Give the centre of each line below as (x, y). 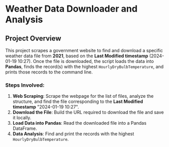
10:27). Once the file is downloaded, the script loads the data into (86, 61)
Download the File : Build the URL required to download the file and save (88, 113)
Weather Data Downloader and (72, 9)
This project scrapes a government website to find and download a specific (84, 50)
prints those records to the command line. (49, 72)
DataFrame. (25, 128)
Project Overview (33, 38)
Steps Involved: (25, 85)
